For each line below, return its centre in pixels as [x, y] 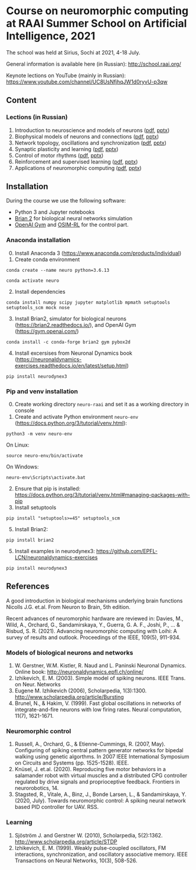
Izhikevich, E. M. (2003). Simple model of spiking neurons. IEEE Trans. [100, 678]
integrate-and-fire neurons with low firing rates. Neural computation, [98, 710]
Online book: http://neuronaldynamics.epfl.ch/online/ [79, 672]
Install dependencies [40, 291]
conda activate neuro [33, 280]
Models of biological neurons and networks [70, 653]
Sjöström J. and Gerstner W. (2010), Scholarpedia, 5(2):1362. [89, 835]
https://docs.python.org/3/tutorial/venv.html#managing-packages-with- [102, 495]
